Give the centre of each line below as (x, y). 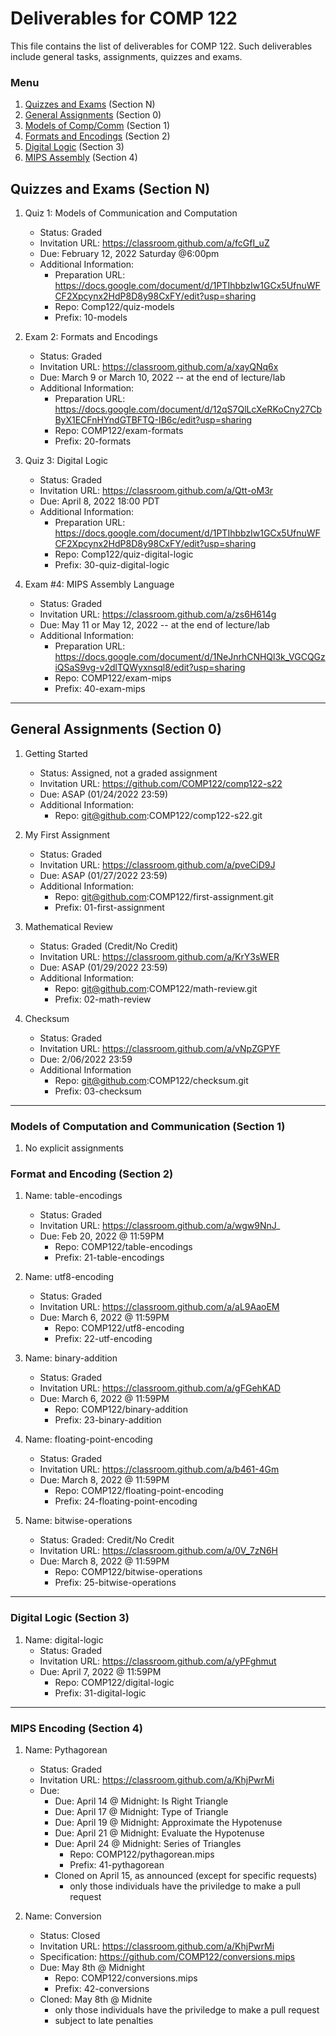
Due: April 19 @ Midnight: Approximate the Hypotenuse (168, 1823)
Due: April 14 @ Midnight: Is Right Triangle (141, 1801)
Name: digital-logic (64, 1639)
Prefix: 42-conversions (102, 1989)
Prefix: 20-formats (93, 441)
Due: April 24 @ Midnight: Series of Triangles (148, 1844)
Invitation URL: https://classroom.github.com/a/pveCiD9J (157, 864)
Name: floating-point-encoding (88, 1439)
